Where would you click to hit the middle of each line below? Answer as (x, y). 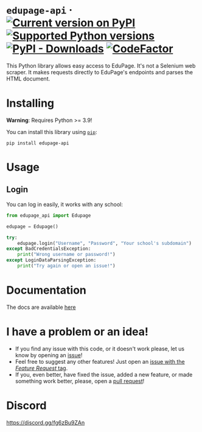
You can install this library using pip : (52, 132)
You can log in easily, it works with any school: (65, 204)
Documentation (47, 290)
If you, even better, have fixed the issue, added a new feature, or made (104, 374)
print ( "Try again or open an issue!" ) (66, 266)
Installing (30, 103)
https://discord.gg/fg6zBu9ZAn (46, 422)
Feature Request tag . (41, 368)
